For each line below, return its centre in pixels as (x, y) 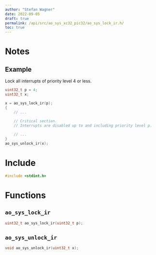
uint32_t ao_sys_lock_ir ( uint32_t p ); (44, 223)
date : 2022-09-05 (22, 14)
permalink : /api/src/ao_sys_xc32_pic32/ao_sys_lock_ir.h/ (64, 23)
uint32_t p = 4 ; (21, 90)
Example (18, 69)
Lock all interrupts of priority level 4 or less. (48, 81)
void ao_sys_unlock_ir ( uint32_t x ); (42, 248)
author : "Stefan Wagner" (30, 9)
